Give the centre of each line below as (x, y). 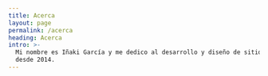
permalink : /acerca (41, 30)
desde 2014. (35, 60)
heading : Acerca (35, 38)
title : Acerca (32, 15)
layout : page (30, 23)
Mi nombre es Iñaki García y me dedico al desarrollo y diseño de (128, 52)
